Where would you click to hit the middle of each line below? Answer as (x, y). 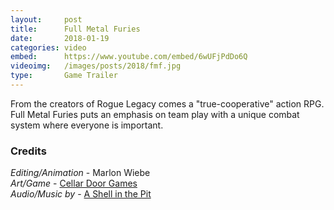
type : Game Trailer (64, 76)
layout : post (46, 19)
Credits (28, 151)
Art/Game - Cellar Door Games (74, 183)
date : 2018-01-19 (60, 38)
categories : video (48, 47)
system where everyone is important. (87, 125)
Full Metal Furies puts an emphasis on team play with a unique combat (155, 114)
